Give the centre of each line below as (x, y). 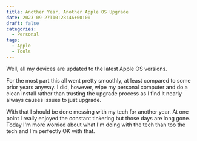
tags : (13, 40)
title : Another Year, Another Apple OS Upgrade (68, 12)
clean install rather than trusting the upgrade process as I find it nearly (94, 93)
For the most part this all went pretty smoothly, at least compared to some (98, 80)
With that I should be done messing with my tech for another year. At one (98, 112)
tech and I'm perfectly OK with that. (51, 131)
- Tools (22, 52)
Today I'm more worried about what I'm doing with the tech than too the (96, 125)
